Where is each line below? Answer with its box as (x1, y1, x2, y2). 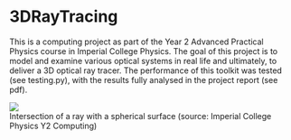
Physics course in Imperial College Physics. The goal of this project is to (9, 45, 278, 56)
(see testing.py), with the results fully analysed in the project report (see (9, 74, 278, 85)
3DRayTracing (9, 6, 118, 27)
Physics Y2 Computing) (9, 120, 98, 131)
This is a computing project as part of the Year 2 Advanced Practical (9, 36, 264, 47)
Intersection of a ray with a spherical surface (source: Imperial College (9, 110, 272, 121)
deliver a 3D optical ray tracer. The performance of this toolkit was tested (9, 65, 283, 76)
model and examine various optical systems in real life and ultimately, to (9, 55, 277, 66)
